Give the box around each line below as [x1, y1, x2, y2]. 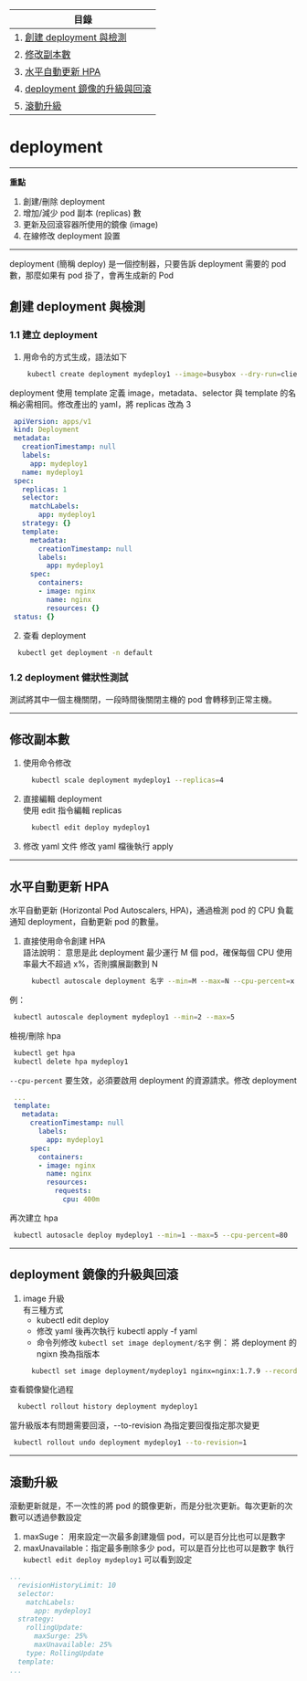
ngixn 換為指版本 [36, 1348, 101, 1359]
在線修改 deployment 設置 [22, 230, 121, 241]
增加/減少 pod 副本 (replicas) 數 [22, 207, 142, 218]
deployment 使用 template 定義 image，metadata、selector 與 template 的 [9, 387, 289, 398]
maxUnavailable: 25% [33, 1640, 112, 1650]
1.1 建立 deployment [9, 329, 98, 342]
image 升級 [22, 1293, 65, 1304]
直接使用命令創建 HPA [22, 936, 106, 946]
